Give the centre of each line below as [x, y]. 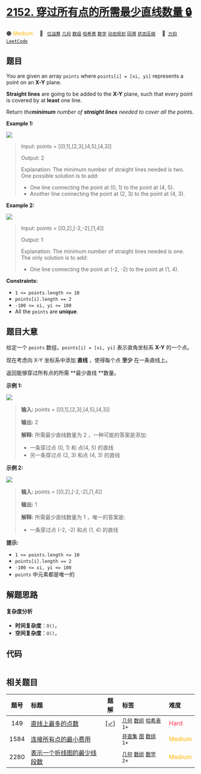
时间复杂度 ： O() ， [37, 626]
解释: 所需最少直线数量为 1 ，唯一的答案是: [73, 517]
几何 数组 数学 [139, 754]
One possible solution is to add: [60, 176]
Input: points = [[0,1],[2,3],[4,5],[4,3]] [66, 146]
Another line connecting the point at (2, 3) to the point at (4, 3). [107, 193]
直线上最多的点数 [55, 723]
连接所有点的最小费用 [61, 739]
